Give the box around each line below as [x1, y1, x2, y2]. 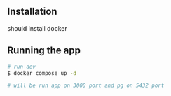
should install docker [7, 24, 68, 32]
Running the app [7, 45, 81, 57]
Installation [7, 6, 57, 18]
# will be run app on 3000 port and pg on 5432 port [7, 82, 165, 90]
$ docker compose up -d [7, 69, 77, 76]
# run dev [7, 63, 36, 70]
